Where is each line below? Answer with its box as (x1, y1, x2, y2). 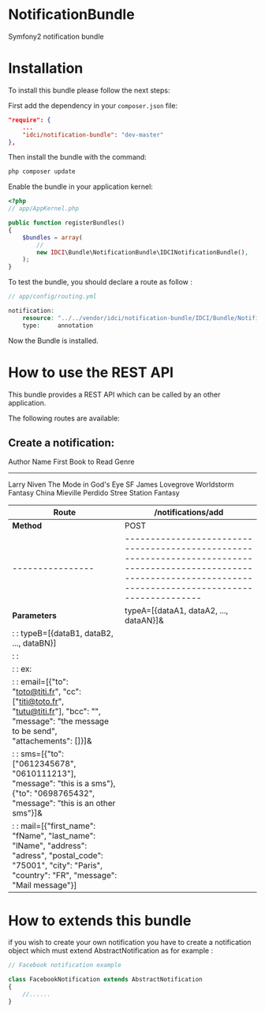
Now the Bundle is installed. (8, 336, 99, 345)
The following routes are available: (8, 413, 120, 423)
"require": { (8, 116, 51, 124)
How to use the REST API (8, 363, 174, 381)
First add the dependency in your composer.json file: (8, 100, 178, 110)
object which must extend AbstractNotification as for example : (8, 946, 214, 955)
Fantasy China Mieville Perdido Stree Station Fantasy (8, 488, 180, 498)
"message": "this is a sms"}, (12, 778, 116, 789)
